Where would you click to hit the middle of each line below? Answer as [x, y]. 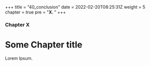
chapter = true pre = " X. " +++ [36, 12]
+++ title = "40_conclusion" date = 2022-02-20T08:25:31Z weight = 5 [75, 7]
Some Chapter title [44, 45]
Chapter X [18, 25]
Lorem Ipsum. [19, 58]
